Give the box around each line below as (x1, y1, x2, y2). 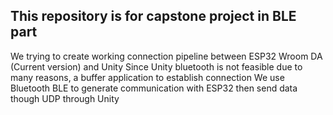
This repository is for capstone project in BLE (10, 8, 297, 25)
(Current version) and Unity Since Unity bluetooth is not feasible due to (10, 60, 303, 73)
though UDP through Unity (10, 92, 120, 104)
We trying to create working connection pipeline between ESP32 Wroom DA (10, 50, 323, 62)
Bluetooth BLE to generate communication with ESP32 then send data (10, 82, 298, 94)
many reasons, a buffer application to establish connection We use (10, 71, 285, 83)
